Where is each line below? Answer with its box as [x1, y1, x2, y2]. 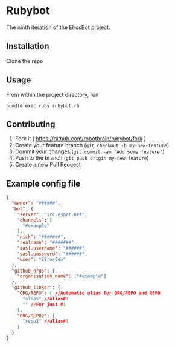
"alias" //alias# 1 [22, 296, 69, 302]
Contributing [6, 119, 56, 129]
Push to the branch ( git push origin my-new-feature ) [14, 154, 149, 162]
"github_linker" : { [11, 285, 61, 291]
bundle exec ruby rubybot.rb [6, 102, 80, 109]
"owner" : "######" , [11, 200, 61, 207]
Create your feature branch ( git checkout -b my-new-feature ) [14, 142, 170, 149]
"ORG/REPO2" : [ [17, 312, 56, 319]
